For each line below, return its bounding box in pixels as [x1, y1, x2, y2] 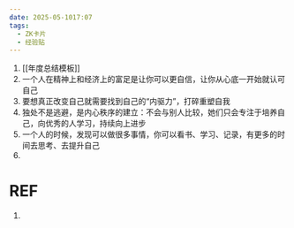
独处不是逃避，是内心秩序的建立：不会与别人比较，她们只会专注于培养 [21, 107, 278, 118]
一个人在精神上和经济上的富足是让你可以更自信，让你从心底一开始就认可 [21, 74, 285, 85]
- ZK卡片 [17, 29, 47, 38]
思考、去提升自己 [37, 141, 100, 151]
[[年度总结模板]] [21, 63, 81, 73]
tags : [9, 21, 29, 30]
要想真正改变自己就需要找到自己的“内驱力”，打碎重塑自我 [21, 96, 231, 107]
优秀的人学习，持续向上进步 [45, 118, 147, 129]
